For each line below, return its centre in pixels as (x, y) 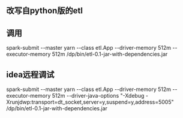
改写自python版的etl (44, 11)
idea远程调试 (30, 75)
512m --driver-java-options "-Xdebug (98, 96)
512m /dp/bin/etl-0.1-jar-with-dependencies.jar (110, 54)
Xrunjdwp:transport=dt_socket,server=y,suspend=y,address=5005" (90, 102)
